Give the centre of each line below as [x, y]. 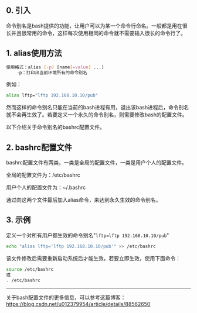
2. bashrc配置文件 [39, 147]
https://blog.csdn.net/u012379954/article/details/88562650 [78, 304]
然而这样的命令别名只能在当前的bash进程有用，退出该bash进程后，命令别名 [98, 108]
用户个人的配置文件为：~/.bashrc [46, 188]
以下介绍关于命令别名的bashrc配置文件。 [56, 127]
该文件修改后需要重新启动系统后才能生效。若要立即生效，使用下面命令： [93, 258]
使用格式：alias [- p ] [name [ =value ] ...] [55, 67]
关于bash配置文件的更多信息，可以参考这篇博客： [66, 298]
